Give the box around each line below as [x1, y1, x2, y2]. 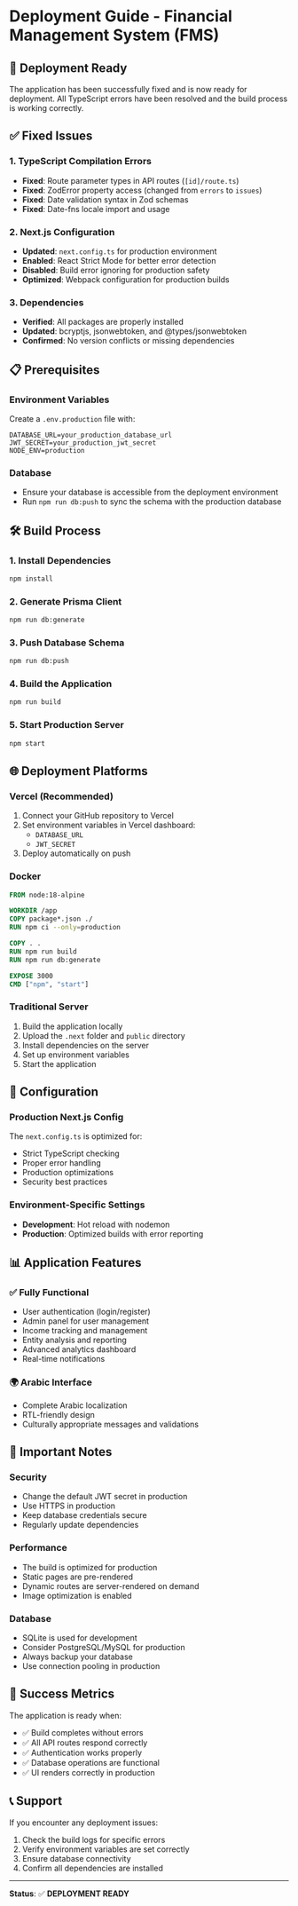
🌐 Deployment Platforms [9, 763, 148, 779]
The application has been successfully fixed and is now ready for [9, 84, 247, 94]
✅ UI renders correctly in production [21, 1767, 155, 1777]
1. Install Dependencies [9, 554, 112, 566]
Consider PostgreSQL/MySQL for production [21, 1641, 185, 1652]
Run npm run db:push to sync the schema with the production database [21, 496, 282, 507]
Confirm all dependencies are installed [21, 1863, 164, 1873]
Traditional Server [9, 1000, 89, 1013]
